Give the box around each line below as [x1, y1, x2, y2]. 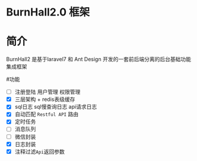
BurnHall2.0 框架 [6, 5, 90, 19]
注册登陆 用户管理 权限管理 [14, 89, 81, 96]
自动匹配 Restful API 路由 [14, 111, 79, 118]
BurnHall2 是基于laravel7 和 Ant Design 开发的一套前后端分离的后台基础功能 [6, 56, 192, 63]
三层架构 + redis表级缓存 [14, 96, 75, 103]
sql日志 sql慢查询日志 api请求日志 [14, 103, 97, 111]
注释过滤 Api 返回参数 [14, 148, 65, 155]
